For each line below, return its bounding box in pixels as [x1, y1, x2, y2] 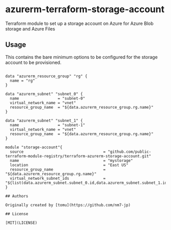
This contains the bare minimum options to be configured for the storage [5, 54, 158, 60]
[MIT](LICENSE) [5, 220, 38, 225]
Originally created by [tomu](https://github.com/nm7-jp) [5, 202, 131, 208]
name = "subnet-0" [10, 95, 85, 101]
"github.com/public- [107, 149, 152, 154]
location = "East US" [10, 162, 129, 168]
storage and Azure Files [5, 25, 55, 31]
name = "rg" [10, 78, 36, 83]
